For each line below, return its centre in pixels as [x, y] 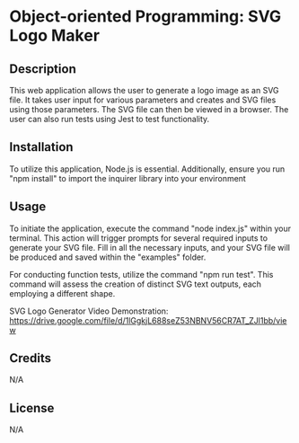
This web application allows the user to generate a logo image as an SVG [145, 90]
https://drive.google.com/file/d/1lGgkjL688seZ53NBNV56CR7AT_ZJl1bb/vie [148, 320]
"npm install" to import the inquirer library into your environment [128, 178]
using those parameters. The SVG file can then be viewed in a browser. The [149, 109]
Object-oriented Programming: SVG [145, 17]
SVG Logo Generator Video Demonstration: [89, 311]
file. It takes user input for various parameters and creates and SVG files [143, 100]
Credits [31, 358]
